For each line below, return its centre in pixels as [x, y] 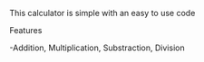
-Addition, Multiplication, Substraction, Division [97, 48]
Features [26, 30]
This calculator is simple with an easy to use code [102, 13]
